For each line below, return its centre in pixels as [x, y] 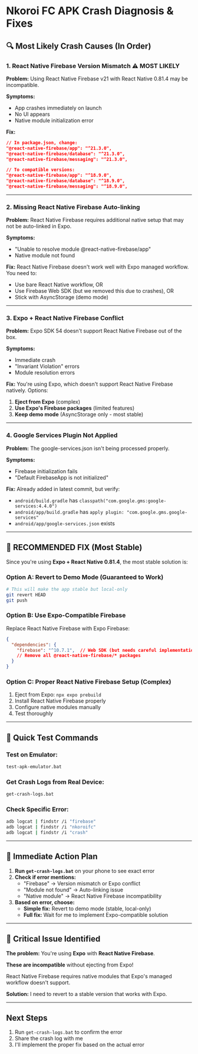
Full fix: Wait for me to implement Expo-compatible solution [96, 914]
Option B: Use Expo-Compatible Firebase [66, 615]
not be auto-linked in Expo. [39, 227]
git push [17, 600]
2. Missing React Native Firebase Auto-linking [73, 207]
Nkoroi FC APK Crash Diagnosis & [90, 11]
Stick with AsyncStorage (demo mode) [62, 298]
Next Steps [27, 1018]
